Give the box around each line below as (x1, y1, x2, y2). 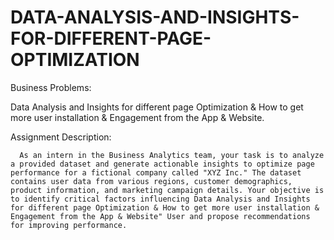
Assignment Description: (10, 131, 112, 143)
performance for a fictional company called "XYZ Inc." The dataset (10, 167, 302, 178)
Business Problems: (10, 81, 92, 93)
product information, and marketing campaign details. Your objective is (10, 185, 325, 195)
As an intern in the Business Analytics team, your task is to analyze (19, 150, 325, 160)
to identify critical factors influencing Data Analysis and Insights (10, 194, 311, 204)
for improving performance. (10, 220, 128, 230)
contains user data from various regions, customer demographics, (10, 176, 293, 186)
